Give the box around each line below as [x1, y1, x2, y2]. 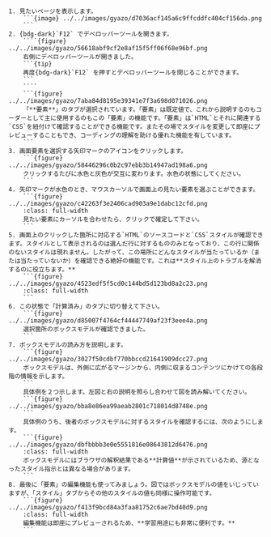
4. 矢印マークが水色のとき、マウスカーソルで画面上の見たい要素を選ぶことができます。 [8, 185, 260, 194]
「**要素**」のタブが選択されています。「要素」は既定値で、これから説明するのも [23, 105, 256, 113]
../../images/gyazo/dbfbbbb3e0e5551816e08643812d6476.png [8, 441, 208, 449]
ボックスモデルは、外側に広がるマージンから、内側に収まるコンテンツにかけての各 [23, 364, 257, 372]
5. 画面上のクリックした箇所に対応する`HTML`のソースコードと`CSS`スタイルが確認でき [8, 231, 264, 239]
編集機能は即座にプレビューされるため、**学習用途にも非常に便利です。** [23, 519, 236, 527]
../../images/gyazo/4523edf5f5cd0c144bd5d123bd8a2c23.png [8, 279, 208, 288]
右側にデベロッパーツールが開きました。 [23, 53, 138, 61]
